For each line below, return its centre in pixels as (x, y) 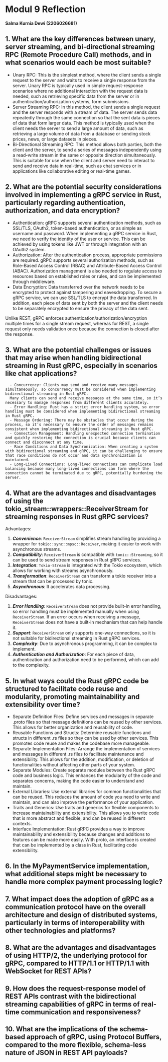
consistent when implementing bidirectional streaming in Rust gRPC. (79, 429)
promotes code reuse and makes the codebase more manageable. (81, 743)
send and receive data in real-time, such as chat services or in (77, 166)
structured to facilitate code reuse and (66, 689)
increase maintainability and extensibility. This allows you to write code (86, 813)
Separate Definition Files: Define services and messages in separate (83, 717)
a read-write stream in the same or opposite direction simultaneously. (84, 155)
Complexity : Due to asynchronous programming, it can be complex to (85, 644)
